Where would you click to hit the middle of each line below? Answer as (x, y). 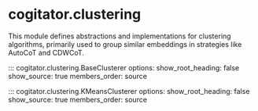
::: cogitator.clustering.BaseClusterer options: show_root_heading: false (124, 67)
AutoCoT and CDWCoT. (46, 52)
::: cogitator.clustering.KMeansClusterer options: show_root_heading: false (129, 91)
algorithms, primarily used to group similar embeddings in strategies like (125, 44)
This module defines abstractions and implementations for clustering (120, 36)
